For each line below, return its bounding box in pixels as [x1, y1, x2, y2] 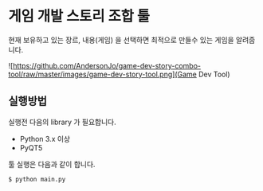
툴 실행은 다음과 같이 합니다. [8, 159, 96, 169]
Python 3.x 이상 [19, 134, 70, 143]
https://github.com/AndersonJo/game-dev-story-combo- [13, 60, 202, 70]
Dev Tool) [198, 69, 230, 79]
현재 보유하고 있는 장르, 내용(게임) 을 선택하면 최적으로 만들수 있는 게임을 [8, 35, 234, 45]
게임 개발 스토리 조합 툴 [8, 7, 151, 25]
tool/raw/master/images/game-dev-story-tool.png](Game [8, 69, 197, 79]
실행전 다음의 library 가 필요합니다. [8, 117, 117, 127]
